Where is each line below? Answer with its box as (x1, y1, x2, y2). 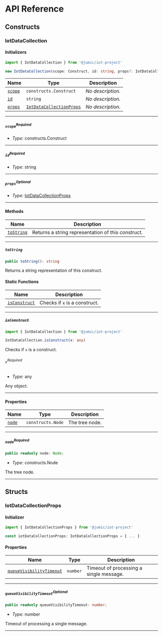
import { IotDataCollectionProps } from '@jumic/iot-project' (5, 525, 133, 530)
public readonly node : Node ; (5, 451, 64, 456)
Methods (5, 208, 24, 214)
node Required (5, 438, 30, 444)
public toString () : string (5, 259, 60, 264)
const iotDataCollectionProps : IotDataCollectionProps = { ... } (5, 534, 140, 539)
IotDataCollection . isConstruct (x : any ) (5, 338, 86, 343)
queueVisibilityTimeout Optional (5, 589, 68, 596)
